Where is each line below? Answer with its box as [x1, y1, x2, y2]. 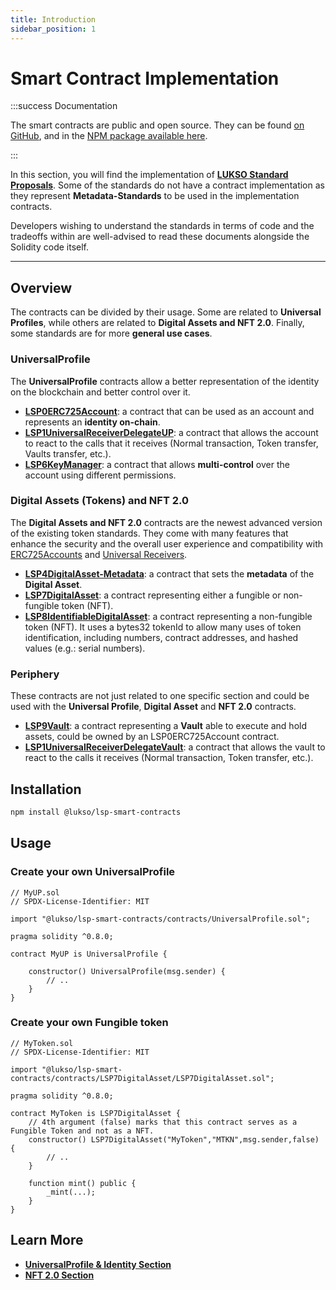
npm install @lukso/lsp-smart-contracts [10, 807, 182, 817]
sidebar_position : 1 [10, 24, 97, 34]
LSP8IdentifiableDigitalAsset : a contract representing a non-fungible [24, 610, 313, 622]
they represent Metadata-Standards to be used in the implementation [10, 190, 300, 202]
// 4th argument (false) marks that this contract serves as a [28, 1117, 298, 1127]
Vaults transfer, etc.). [24, 447, 112, 460]
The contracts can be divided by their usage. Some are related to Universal [10, 306, 322, 318]
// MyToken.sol [10, 1038, 74, 1048]
